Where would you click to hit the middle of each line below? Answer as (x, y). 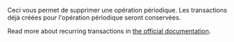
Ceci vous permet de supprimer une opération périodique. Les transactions (117, 10)
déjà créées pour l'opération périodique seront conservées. (94, 17)
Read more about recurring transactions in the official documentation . (109, 31)
